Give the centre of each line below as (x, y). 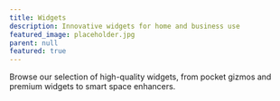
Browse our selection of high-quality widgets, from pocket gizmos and (140, 77)
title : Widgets (38, 18)
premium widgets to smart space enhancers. (93, 87)
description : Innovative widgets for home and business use (125, 26)
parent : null (34, 43)
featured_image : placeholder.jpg (72, 34)
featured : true (38, 51)
